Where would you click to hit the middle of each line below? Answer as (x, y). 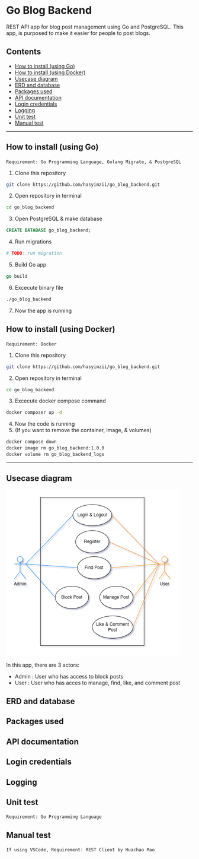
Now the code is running (45, 424)
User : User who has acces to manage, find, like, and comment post (97, 683)
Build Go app (31, 265)
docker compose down (32, 442)
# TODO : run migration (34, 253)
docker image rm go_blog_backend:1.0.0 (55, 448)
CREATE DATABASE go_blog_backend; (49, 230)
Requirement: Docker (32, 344)
